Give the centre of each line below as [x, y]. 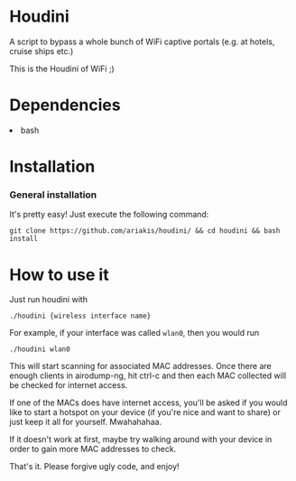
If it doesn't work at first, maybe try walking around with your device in [141, 439]
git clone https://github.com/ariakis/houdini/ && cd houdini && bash [145, 231]
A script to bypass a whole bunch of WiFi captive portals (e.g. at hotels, [142, 42]
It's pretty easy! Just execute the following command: [109, 215]
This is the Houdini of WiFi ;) [62, 69]
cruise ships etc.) [42, 51]
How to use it [60, 275]
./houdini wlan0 [40, 349]
